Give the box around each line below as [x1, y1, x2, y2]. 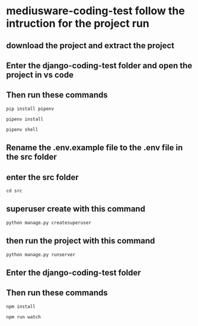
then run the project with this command [6, 236, 155, 246]
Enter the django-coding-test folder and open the [6, 61, 193, 71]
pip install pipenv [6, 106, 55, 112]
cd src [6, 188, 23, 194]
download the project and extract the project [6, 40, 175, 50]
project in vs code [6, 69, 74, 80]
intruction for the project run [6, 17, 149, 30]
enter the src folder [6, 172, 79, 182]
